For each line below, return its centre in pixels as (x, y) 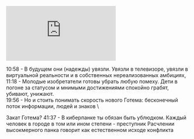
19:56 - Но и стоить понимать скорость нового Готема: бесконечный (92, 100)
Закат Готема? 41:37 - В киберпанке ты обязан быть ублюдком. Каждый (96, 117)
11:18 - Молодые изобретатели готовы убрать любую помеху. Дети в (92, 81)
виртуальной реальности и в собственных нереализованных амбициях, (96, 75)
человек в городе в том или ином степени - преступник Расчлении (90, 124)
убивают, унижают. (30, 94)
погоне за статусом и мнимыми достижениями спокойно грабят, (88, 88)
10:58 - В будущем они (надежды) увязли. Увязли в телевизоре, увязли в (97, 69)
